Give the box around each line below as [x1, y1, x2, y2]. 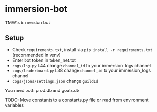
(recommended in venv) [12, 52, 61, 58]
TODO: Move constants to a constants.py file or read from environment [5, 97, 149, 103]
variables [5, 102, 24, 108]
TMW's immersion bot [5, 20, 50, 25]
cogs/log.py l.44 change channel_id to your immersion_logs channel [12, 62, 151, 68]
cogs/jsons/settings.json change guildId [12, 78, 98, 84]
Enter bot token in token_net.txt [12, 57, 76, 63]
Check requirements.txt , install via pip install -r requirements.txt [12, 46, 153, 52]
